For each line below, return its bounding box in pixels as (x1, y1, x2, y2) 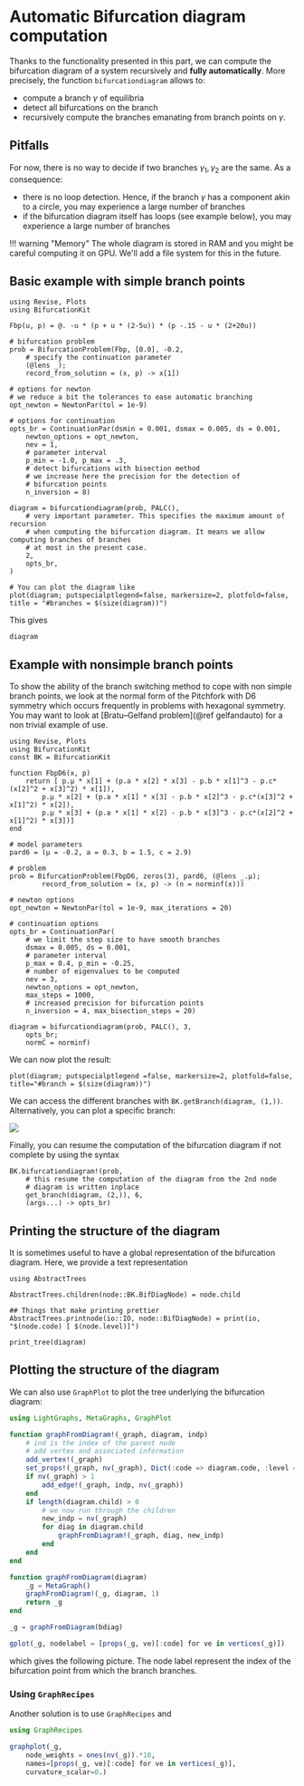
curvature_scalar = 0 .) (25, 1767, 107, 1777)
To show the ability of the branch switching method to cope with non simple (9, 681, 292, 692)
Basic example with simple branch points (9, 274, 246, 289)
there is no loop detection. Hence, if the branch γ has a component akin (22, 191, 290, 202)
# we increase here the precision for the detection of (25, 472, 242, 481)
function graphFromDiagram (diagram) (9, 1572, 147, 1582)
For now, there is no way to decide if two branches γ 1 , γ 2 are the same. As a (9, 161, 291, 175)
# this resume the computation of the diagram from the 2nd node (25, 1175, 278, 1184)
